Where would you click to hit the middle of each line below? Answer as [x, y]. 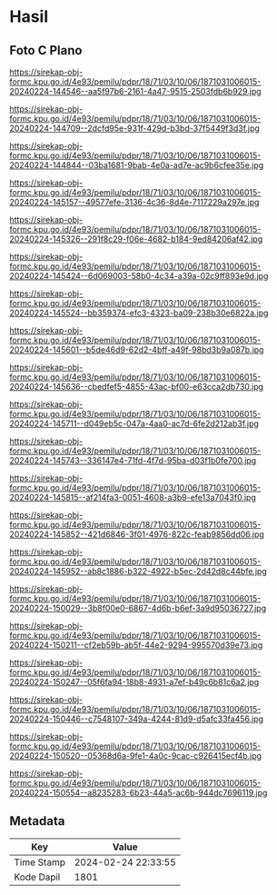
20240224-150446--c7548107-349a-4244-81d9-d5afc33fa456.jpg [137, 719]
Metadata [37, 821]
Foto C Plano [46, 50]
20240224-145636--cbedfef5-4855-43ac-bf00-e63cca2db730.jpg [137, 387]
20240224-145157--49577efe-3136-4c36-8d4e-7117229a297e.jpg [134, 202]
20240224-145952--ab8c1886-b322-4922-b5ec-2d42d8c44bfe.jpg [138, 571]
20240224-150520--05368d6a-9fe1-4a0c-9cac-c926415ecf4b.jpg [135, 756]
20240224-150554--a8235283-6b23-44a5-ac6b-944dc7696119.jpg [138, 793]
